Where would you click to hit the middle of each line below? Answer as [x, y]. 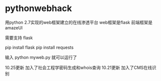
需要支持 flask [19, 38]
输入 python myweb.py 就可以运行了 [41, 57]
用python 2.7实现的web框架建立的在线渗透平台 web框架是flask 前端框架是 [79, 22]
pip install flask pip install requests [39, 47]
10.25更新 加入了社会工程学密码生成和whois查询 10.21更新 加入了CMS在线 [79, 67]
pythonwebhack [38, 8]
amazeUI [14, 27]
